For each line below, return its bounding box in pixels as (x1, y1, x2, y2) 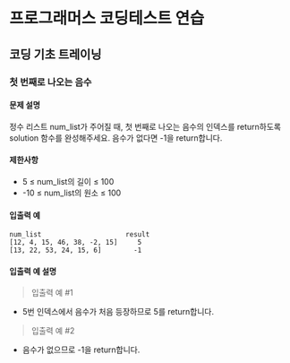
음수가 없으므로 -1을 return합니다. (21, 344, 141, 355)
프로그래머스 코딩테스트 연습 (9, 8, 205, 29)
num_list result (9, 230, 150, 239)
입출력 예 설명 (9, 265, 56, 276)
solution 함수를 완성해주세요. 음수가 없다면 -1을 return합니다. (9, 132, 223, 143)
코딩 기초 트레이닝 (9, 47, 102, 62)
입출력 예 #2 (30, 325, 75, 336)
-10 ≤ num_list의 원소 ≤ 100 (21, 187, 122, 198)
